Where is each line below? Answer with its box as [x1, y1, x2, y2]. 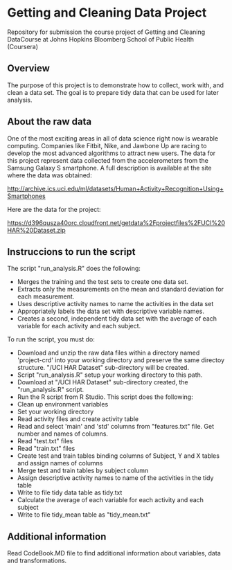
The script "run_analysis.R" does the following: [7, 265, 141, 273]
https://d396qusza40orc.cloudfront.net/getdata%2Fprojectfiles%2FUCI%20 [7, 218, 226, 226]
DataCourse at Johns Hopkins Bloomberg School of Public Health [7, 35, 195, 43]
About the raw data [7, 116, 92, 127]
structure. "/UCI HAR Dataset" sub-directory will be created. [17, 364, 189, 372]
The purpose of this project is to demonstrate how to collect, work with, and [7, 81, 224, 89]
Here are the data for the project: [7, 205, 102, 213]
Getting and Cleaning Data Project [7, 5, 207, 21]
